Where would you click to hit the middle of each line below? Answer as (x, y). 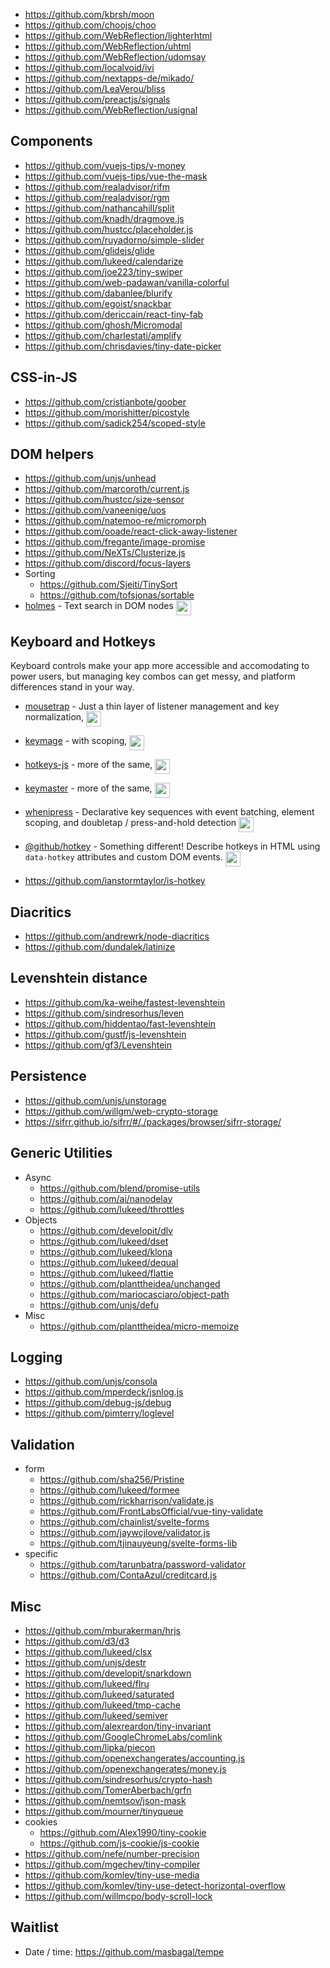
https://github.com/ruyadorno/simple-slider (114, 240)
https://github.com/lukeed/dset (104, 1241)
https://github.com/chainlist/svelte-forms (124, 1522)
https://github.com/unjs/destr (85, 1662)
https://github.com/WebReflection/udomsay (115, 57)
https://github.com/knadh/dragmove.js (104, 218)
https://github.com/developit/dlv (106, 1230)
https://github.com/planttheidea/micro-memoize (139, 1326)
